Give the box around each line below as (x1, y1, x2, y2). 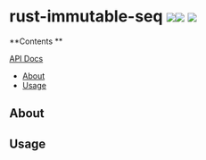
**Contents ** (9, 36, 63, 46)
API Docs (9, 53, 44, 63)
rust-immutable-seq (9, 6, 163, 27)
